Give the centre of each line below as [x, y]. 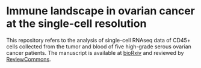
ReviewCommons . [29, 59]
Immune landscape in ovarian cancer [101, 11]
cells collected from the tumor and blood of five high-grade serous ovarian [99, 47]
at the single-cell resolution [76, 24]
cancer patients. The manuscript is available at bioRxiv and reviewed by [95, 52]
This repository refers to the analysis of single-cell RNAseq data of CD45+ [98, 40]
